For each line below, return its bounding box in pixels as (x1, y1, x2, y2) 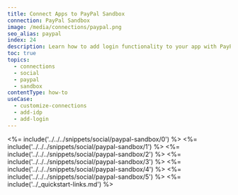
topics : (7, 57, 30, 64)
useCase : (7, 96, 33, 103)
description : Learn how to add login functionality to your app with (7, 43, 217, 50)
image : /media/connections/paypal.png (7, 23, 122, 30)
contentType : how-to (7, 89, 69, 96)
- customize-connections (13, 102, 87, 110)
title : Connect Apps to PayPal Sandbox (7, 10, 125, 18)
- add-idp (13, 109, 42, 116)
